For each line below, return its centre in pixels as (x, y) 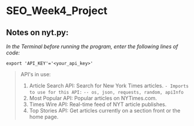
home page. (44, 117)
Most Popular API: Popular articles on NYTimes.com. (93, 98)
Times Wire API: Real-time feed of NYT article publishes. (98, 104)
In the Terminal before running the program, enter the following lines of (92, 46)
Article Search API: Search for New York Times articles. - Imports (109, 86)
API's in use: (36, 74)
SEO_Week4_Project (57, 11)
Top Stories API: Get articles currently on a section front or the (105, 110)
